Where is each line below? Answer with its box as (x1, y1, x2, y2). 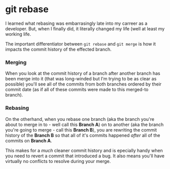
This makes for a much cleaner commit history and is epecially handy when (5, 147, 163, 153)
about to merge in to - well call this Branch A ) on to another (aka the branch (5, 121, 164, 128)
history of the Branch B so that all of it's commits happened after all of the (5, 132, 160, 138)
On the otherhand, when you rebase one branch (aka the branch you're (5, 116, 155, 122)
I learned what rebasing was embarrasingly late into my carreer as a (5, 20, 148, 26)
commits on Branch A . (5, 138, 52, 144)
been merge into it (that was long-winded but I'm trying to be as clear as (5, 76, 157, 82)
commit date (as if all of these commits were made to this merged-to (5, 87, 149, 93)
